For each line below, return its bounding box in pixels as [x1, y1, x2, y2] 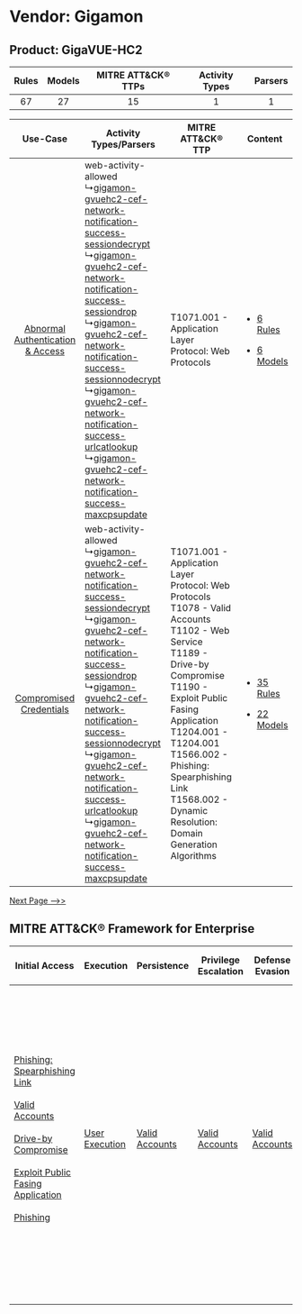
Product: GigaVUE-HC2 [9, 42, 143, 58]
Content [246, 132, 283, 145]
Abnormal [23, 323, 66, 334]
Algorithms [170, 850, 218, 862]
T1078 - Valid [170, 602, 232, 614]
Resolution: [170, 816, 218, 828]
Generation [170, 838, 218, 851]
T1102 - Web [170, 625, 230, 636]
